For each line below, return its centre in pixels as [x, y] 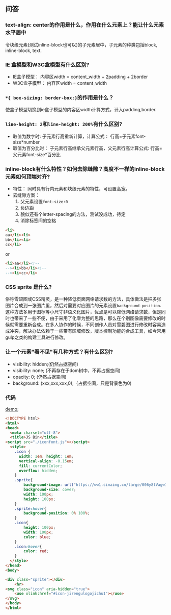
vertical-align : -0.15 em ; [46, 461]
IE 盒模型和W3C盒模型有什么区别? [47, 64]
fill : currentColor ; [40, 466]
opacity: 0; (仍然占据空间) [40, 377]
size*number [26, 142]
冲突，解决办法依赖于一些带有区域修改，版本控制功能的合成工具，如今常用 [88, 331]
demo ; [12, 409]
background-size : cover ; [50, 490]
